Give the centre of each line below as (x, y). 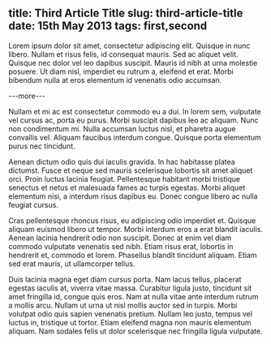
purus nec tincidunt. (42, 146)
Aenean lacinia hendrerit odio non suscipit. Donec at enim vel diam (120, 238)
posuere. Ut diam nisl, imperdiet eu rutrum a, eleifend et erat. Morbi (121, 71)
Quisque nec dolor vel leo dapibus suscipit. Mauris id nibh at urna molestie (133, 62)
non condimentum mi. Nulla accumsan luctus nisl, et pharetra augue (122, 128)
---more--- (27, 96)
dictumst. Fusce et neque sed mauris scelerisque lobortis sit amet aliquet (131, 170)
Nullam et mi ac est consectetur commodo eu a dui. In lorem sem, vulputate (135, 111)
